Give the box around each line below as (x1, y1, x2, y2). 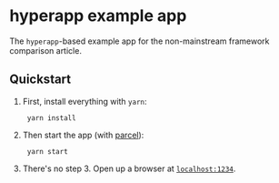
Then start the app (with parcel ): (22, 129, 144, 140)
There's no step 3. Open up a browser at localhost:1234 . (22, 163, 236, 174)
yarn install (26, 113, 76, 123)
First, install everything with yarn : (22, 96, 147, 107)
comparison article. (9, 45, 82, 56)
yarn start (26, 147, 68, 156)
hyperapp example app (9, 5, 187, 26)
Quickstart (9, 72, 72, 87)
